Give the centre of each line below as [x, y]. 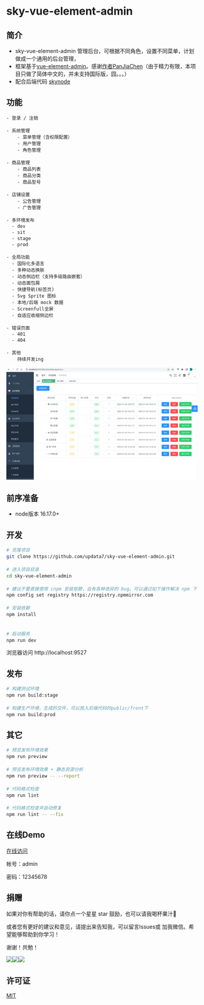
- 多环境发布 [20, 220]
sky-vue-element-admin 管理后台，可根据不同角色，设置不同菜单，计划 [104, 51]
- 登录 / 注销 [22, 118]
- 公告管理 [29, 201]
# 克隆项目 [18, 550]
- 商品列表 [29, 169]
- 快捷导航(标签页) [33, 289]
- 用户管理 [29, 144]
